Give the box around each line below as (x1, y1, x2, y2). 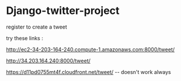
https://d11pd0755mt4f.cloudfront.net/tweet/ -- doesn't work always (6, 68, 172, 75)
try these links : (6, 34, 43, 41)
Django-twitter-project (6, 4, 120, 17)
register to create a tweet (6, 23, 68, 30)
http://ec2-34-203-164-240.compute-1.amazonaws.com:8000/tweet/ (6, 45, 175, 53)
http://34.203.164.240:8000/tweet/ (6, 57, 91, 64)
